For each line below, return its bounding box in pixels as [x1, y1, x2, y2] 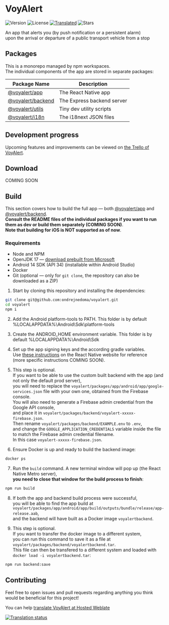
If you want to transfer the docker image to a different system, [12, 531, 142, 537]
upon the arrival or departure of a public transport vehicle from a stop [5, 35, 150, 41]
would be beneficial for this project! [5, 595, 79, 601]
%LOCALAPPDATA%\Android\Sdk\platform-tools [12, 321, 115, 327]
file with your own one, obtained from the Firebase [43, 389, 149, 395]
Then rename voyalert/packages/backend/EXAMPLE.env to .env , [12, 420, 142, 427]
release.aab [12, 511, 38, 516]
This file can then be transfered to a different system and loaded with [12, 547, 156, 553]
